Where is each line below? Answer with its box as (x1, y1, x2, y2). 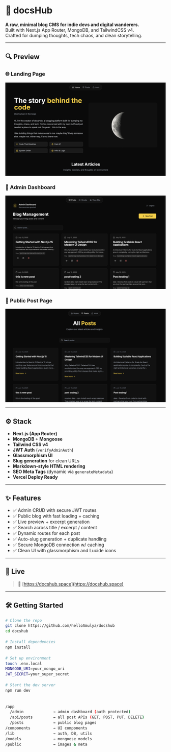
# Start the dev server (5, 683, 56, 688)
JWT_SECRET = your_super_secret (5, 672, 70, 677)
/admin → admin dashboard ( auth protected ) (10, 710, 131, 715)
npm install (5, 645, 31, 650)
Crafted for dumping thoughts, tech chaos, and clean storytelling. (5, 32, 142, 38)
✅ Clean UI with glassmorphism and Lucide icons (12, 547, 117, 553)
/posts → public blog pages (10, 720, 97, 725)
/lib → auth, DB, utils (5, 731, 93, 736)
